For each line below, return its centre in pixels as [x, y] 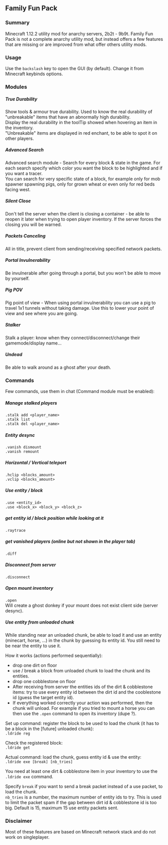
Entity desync [20, 435]
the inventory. [20, 128]
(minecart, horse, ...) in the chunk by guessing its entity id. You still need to [83, 640]
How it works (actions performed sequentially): [54, 655]
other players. [20, 138]
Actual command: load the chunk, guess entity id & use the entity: [73, 757]
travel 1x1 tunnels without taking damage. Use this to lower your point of [80, 308]
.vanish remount [22, 452]
